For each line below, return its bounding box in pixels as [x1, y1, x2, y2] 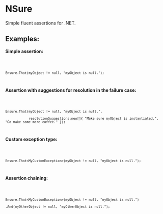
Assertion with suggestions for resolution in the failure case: [5, 87, 137, 93]
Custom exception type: [5, 136, 58, 143]
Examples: [5, 35, 40, 43]
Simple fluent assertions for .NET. [5, 20, 76, 26]
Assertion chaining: [5, 175, 48, 181]
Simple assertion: [5, 48, 44, 54]
